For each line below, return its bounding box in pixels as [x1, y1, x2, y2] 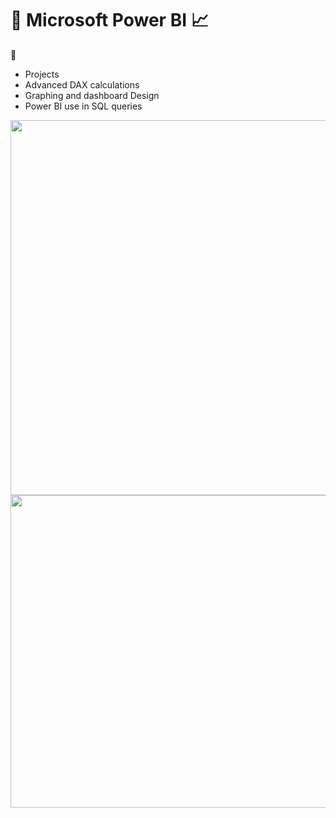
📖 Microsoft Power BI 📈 [10, 9, 209, 32]
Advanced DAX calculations [24, 78, 140, 91]
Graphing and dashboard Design [24, 89, 160, 101]
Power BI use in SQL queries [24, 100, 143, 112]
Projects [24, 68, 60, 80]
